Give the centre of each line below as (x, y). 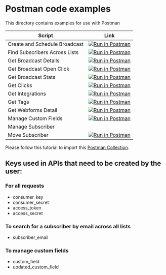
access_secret (28, 213)
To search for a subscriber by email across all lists (68, 226)
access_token (27, 208)
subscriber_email (30, 237)
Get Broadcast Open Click (39, 69)
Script (46, 35)
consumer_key (28, 197)
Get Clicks (20, 85)
